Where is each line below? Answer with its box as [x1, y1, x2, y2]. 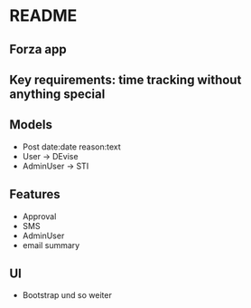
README [9, 5, 78, 26]
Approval [22, 210, 57, 222]
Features [9, 187, 60, 202]
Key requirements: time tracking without [9, 72, 242, 87]
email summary [22, 239, 80, 250]
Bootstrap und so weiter [22, 290, 113, 301]
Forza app [9, 42, 68, 57]
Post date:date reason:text [22, 141, 122, 152]
